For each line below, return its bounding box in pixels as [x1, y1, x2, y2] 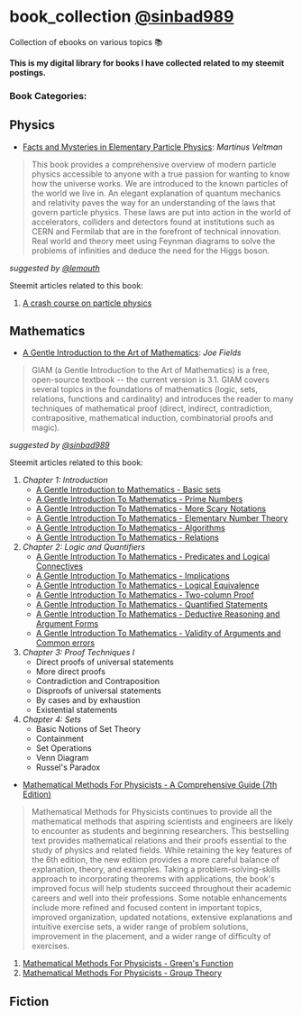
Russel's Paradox [35, 762, 101, 773]
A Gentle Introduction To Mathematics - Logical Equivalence [35, 580, 260, 591]
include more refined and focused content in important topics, [31, 902, 262, 913]
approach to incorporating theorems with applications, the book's [31, 873, 275, 884]
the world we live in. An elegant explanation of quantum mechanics [31, 187, 281, 198]
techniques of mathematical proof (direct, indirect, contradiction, [31, 403, 272, 414]
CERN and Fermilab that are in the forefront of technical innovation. [31, 225, 281, 236]
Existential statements [35, 705, 118, 716]
